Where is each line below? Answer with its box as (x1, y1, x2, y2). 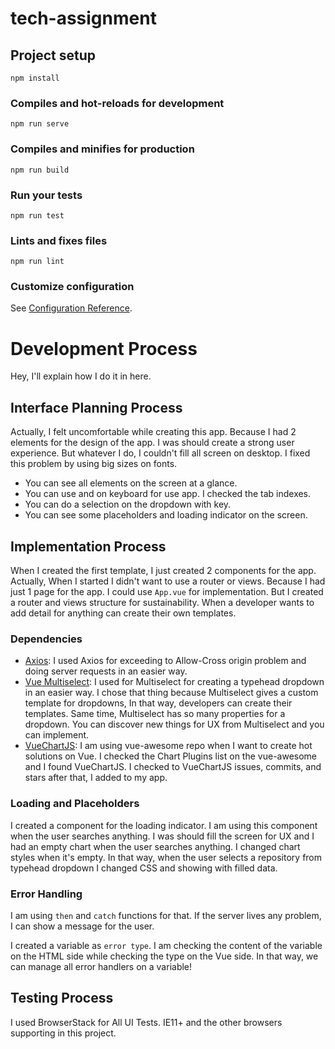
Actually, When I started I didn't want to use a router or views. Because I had (10, 575, 326, 587)
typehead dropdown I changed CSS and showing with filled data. (10, 862, 278, 874)
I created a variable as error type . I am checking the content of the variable (10, 939, 323, 951)
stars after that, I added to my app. (24, 772, 168, 784)
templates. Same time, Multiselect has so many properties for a (24, 708, 286, 720)
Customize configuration (10, 280, 135, 294)
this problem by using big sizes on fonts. (10, 458, 178, 470)
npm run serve (10, 119, 70, 129)
